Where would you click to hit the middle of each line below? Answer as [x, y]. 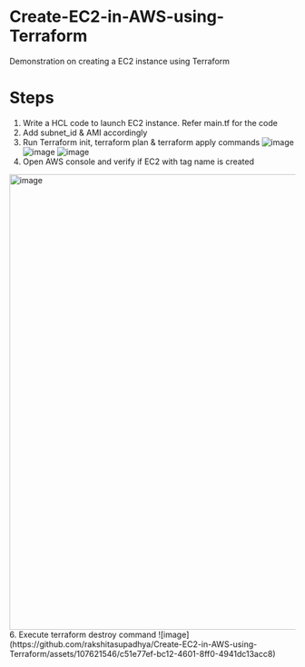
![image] [174, 634]
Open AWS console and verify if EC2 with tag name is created [138, 162]
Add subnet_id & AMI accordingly [85, 132]
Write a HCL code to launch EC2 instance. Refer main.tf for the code [150, 123]
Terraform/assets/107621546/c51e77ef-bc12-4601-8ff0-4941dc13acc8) [143, 653]
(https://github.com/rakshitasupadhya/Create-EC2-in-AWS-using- [133, 644]
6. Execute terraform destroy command [83, 634]
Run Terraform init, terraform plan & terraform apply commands [141, 142]
